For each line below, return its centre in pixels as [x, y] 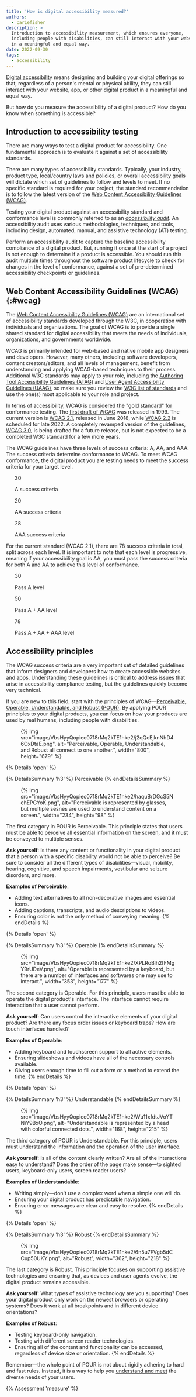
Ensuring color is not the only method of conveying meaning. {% [92, 916]
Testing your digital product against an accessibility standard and [85, 212]
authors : [17, 17]
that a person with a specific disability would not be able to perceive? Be [93, 856]
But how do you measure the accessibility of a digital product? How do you [96, 107]
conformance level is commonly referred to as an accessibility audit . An [92, 218]
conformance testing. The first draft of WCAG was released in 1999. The [93, 412]
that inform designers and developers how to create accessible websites [93, 671]
